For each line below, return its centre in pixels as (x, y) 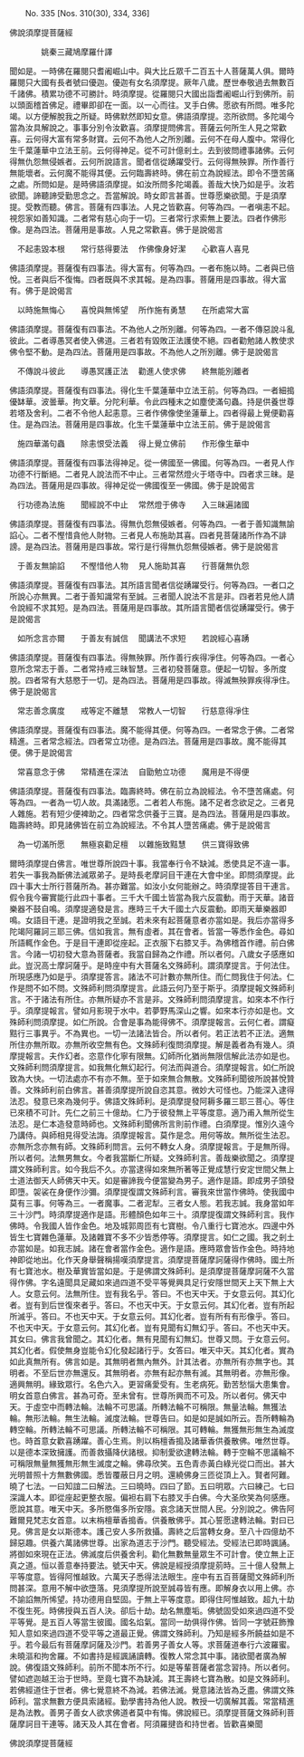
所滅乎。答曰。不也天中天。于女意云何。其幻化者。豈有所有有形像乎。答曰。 (152, 1316)
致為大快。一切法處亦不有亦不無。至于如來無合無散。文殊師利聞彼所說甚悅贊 (152, 1079)
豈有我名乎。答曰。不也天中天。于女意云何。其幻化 (199, 1294)
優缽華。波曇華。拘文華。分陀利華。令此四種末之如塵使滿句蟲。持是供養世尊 (152, 402)
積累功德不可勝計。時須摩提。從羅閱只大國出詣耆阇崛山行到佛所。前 (167, 94)
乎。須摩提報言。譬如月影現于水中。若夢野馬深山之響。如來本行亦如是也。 (148, 1011)
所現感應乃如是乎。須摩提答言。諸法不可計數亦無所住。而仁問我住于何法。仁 (152, 977)
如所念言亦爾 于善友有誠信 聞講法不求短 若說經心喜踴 (133, 638)
